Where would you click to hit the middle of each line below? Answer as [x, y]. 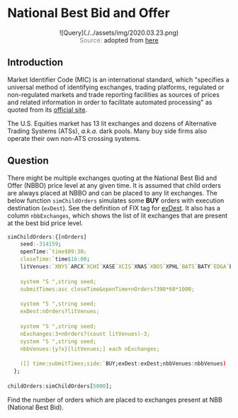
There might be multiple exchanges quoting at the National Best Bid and [112, 178]
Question [28, 161]
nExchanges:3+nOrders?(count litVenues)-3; [85, 334]
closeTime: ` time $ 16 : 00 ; [55, 259]
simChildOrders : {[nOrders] [47, 237]
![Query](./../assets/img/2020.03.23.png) [119, 33]
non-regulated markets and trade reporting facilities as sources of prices [113, 94]
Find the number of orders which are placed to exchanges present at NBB [115, 400]
